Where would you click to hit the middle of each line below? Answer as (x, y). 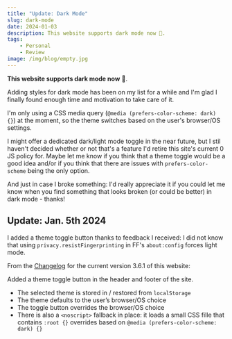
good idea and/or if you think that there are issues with (86, 163)
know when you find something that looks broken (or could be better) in (110, 191)
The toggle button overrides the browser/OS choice (91, 307)
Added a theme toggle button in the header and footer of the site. (100, 279)
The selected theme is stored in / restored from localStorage (104, 292)
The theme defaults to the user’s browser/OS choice (92, 300)
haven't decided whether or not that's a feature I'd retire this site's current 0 (115, 148)
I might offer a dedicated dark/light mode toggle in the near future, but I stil (114, 141)
